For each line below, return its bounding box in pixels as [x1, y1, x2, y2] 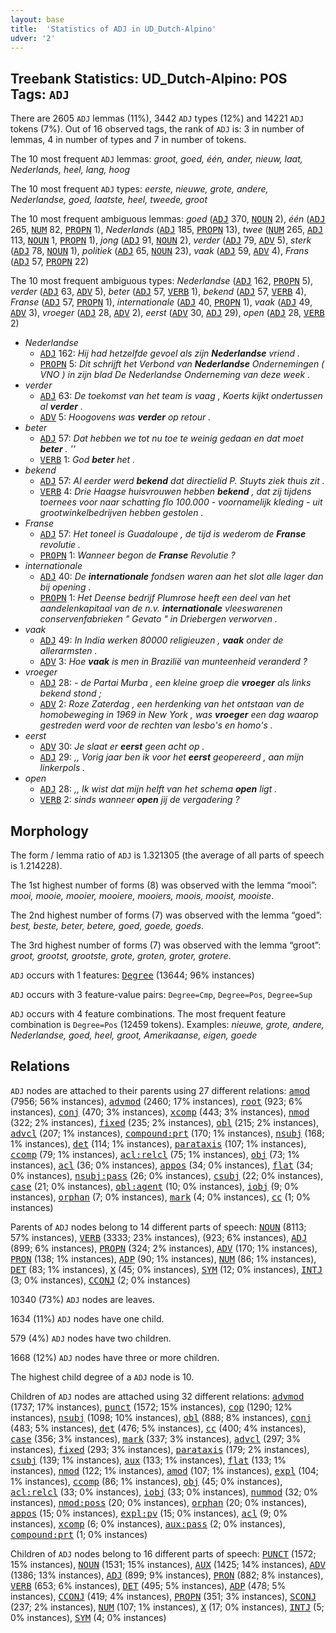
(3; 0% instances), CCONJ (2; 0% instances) [10, 1274, 191, 1286]
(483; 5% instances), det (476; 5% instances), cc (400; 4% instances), [10, 1422, 307, 1434]
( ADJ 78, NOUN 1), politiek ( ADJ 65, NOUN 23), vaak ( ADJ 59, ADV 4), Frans [10, 245, 310, 257]
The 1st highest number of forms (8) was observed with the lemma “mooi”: [10, 879, 318, 891]
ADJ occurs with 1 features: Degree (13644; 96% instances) [10, 969, 255, 981]
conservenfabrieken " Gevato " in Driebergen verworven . [39, 613, 278, 625]
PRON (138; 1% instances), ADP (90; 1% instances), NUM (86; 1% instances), [10, 1252, 317, 1265]
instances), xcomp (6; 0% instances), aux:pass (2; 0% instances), [10, 1517, 286, 1530]
